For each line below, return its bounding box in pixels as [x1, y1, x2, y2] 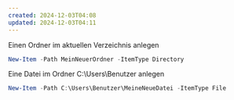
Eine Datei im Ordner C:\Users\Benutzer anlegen [8, 70, 165, 79]
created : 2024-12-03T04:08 [8, 11, 97, 20]
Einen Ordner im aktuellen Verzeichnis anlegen [8, 40, 159, 49]
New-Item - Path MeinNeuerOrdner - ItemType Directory [8, 55, 185, 63]
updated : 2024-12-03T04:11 [8, 19, 97, 27]
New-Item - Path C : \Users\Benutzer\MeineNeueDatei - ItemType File [8, 84, 226, 92]
